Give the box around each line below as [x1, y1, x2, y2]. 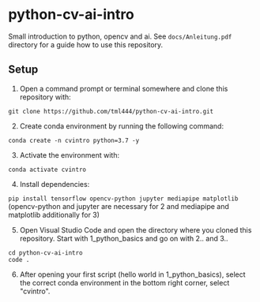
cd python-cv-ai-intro [8, 248, 83, 257]
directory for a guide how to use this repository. [8, 39, 164, 49]
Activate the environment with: [19, 150, 120, 159]
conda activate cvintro [8, 166, 87, 173]
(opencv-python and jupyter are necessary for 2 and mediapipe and [8, 201, 229, 211]
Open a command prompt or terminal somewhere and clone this [19, 84, 228, 93]
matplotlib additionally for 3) [8, 210, 100, 219]
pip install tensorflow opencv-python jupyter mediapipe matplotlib [8, 195, 239, 203]
